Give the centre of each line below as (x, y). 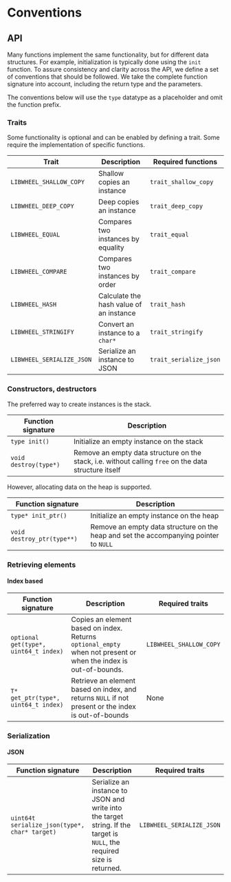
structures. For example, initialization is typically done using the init (104, 62)
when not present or (104, 652)
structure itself (97, 470)
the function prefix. (34, 104)
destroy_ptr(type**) (44, 539)
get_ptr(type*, (35, 698)
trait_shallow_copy (182, 182)
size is (102, 859)
